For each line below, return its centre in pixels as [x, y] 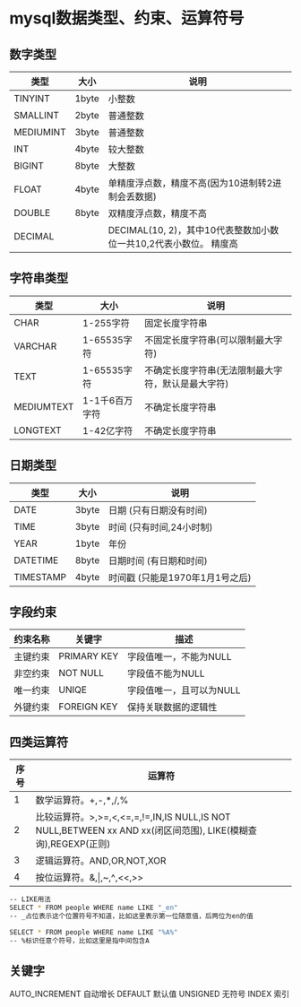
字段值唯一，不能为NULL [179, 657]
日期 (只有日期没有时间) [158, 510]
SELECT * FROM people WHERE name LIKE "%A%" [94, 932]
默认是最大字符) [196, 384]
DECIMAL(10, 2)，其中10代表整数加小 [189, 230]
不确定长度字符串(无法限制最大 [209, 370]
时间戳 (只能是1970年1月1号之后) [181, 577]
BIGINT [29, 165]
